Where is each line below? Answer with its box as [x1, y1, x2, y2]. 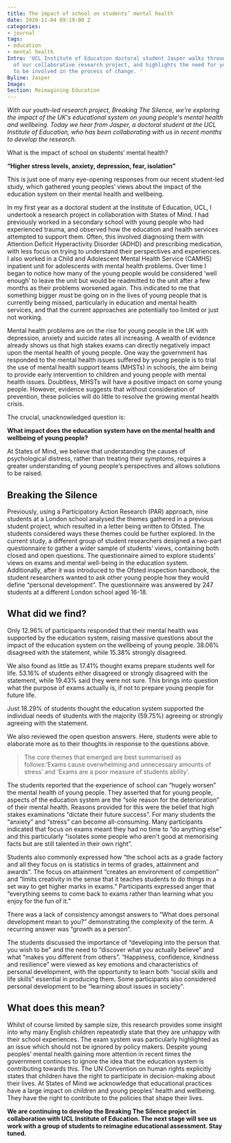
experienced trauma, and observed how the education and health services [7, 225, 219, 234]
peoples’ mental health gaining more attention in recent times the [7, 1049, 192, 1058]
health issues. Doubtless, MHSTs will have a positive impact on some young [7, 378, 222, 386]
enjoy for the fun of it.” [7, 897, 71, 905]
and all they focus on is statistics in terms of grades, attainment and [7, 860, 199, 869]
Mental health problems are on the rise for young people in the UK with [7, 327, 208, 335]
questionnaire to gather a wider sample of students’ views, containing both [7, 544, 219, 552]
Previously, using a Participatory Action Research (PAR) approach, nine [7, 507, 208, 516]
